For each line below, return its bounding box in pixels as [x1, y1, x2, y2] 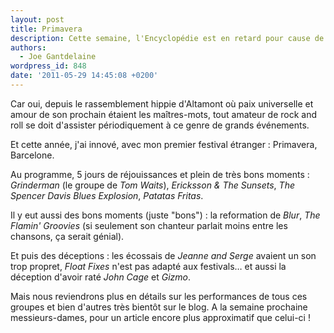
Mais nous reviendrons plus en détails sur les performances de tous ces [10, 290, 308, 302]
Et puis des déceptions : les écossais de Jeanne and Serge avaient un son [10, 249, 317, 261]
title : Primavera [10, 24, 83, 34]
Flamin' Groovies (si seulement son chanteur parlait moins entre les [10, 219, 288, 231]
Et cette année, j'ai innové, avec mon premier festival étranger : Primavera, [10, 138, 318, 150]
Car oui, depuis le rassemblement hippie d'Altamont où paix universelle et [10, 97, 314, 110]
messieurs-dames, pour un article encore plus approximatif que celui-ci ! [10, 311, 311, 323]
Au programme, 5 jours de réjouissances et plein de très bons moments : [10, 168, 310, 180]
